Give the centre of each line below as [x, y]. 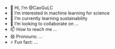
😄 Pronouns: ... [26, 36]
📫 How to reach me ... [33, 29]
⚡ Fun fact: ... [24, 42]
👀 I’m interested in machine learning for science [60, 13]
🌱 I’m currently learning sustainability [49, 18]
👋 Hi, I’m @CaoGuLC [31, 8]
